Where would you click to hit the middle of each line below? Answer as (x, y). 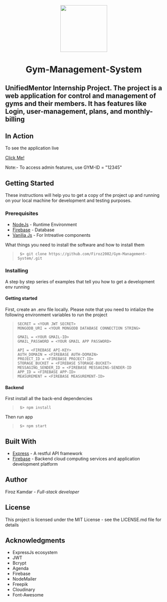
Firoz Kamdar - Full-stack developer (42, 492)
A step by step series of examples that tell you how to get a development (80, 281)
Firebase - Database (33, 230)
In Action (19, 136)
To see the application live (32, 148)
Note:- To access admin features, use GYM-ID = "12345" (64, 167)
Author (16, 480)
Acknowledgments (35, 541)
